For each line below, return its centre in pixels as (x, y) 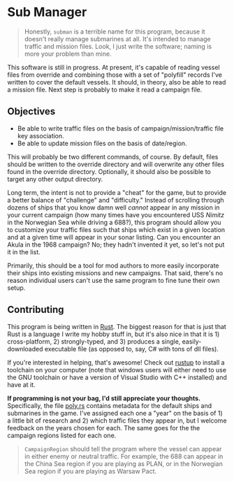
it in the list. (24, 251)
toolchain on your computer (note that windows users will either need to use (117, 370)
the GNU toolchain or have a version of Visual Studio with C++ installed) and (117, 377)
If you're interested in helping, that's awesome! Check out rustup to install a (116, 362)
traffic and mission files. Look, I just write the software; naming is (118, 46)
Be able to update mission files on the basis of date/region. (102, 143)
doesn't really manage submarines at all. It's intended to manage (117, 38)
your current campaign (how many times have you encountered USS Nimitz (116, 214)
